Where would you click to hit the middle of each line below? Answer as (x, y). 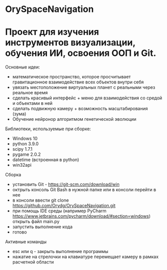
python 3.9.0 (25, 144)
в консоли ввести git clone (40, 200)
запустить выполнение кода (42, 227)
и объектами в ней (32, 103)
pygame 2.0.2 (26, 154)
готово (20, 232)
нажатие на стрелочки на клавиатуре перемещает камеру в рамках (85, 257)
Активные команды (26, 242)
